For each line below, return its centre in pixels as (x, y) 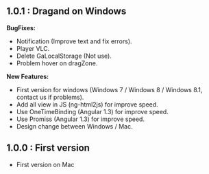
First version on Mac (45, 164)
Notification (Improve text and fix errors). (74, 41)
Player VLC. (33, 48)
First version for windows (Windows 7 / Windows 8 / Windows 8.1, (109, 89)
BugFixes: (21, 28)
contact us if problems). (50, 97)
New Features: (28, 76)
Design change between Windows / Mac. (74, 126)
